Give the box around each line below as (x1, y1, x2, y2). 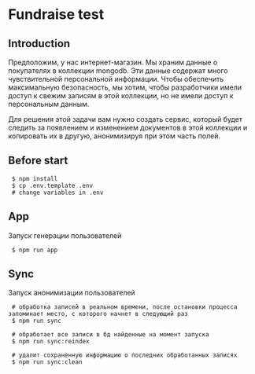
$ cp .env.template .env (11, 181, 93, 189)
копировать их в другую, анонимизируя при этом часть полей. (8, 131, 220, 141)
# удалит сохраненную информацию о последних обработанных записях (11, 351, 238, 359)
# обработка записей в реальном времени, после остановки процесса (11, 303, 238, 311)
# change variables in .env (11, 189, 104, 196)
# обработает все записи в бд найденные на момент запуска (11, 331, 210, 339)
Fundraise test (8, 5, 105, 24)
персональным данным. (8, 100, 90, 108)
